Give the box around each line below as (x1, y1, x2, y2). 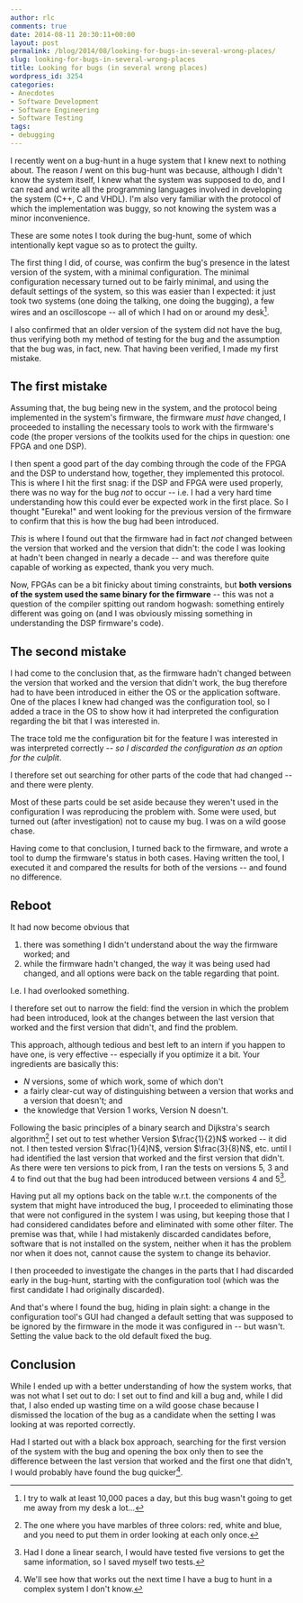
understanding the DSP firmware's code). (10, 618, 165, 629)
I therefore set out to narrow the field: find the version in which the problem (10, 1002, 290, 1014)
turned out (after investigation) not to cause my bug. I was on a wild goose (10, 816, 287, 827)
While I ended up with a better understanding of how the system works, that (10, 1380, 292, 1392)
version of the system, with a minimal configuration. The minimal (10, 267, 250, 278)
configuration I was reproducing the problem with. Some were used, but (10, 806, 277, 817)
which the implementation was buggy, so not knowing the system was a (10, 203, 277, 214)
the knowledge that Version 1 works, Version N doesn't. (22, 1105, 228, 1116)
